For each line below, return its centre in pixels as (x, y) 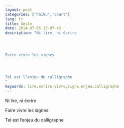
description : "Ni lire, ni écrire (41, 33)
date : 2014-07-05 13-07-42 (33, 28)
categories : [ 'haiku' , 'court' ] (38, 14)
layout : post (19, 10)
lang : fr (14, 19)
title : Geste (19, 24)
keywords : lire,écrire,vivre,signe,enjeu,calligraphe (62, 86)
